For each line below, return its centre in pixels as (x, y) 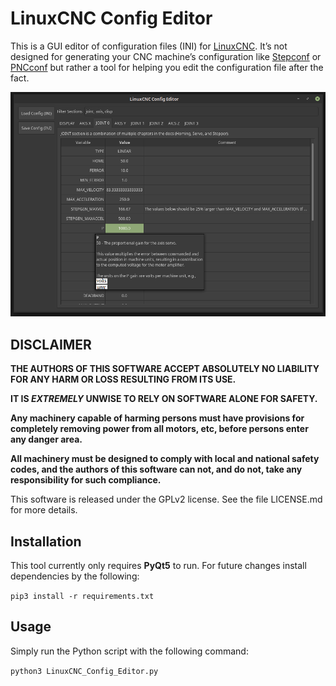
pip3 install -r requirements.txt (82, 597)
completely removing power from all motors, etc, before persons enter (159, 429)
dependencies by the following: (75, 576)
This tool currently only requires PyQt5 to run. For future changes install (158, 566)
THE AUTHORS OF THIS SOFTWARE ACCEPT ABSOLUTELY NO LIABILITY (165, 369)
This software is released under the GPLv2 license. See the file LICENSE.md (166, 499)
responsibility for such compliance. (86, 480)
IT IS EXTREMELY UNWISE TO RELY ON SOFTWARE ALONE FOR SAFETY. (164, 399)
